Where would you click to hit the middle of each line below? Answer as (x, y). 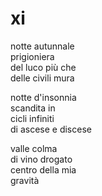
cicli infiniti (32, 118)
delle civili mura (42, 78)
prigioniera (32, 56)
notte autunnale (42, 46)
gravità (25, 180)
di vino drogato (41, 159)
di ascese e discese (51, 129)
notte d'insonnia (43, 97)
